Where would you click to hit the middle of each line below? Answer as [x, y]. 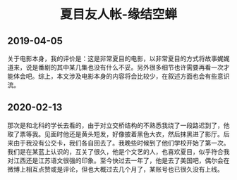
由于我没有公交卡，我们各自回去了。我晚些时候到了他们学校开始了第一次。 [121, 143]
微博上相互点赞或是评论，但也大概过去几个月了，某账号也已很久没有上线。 [115, 169]
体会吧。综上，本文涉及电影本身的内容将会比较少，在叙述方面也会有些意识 [121, 76]
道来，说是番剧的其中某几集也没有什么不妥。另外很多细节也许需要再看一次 [115, 67]
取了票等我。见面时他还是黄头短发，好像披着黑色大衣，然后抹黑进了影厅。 [115, 134]
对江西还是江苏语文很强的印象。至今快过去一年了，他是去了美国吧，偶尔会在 [119, 160]
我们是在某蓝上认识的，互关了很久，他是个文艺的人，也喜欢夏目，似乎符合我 [119, 151]
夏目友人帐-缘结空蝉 [119, 14]
